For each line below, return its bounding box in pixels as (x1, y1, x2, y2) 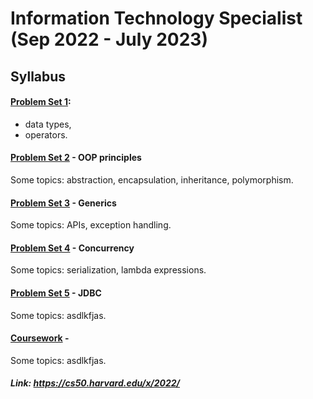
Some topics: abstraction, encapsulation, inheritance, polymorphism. (10, 173, 294, 186)
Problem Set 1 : (10, 96, 72, 108)
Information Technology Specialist (10, 7, 303, 30)
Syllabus (10, 68, 67, 85)
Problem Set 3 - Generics (10, 197, 117, 209)
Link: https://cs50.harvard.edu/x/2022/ (10, 377, 181, 389)
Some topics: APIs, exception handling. (10, 219, 172, 231)
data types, (24, 118, 72, 130)
